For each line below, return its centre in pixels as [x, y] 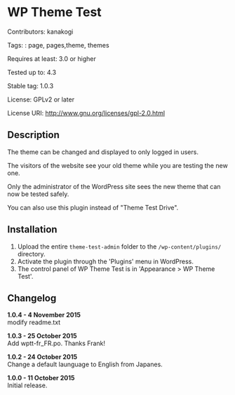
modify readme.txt [34, 322]
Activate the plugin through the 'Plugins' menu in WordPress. [106, 261]
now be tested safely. [38, 194]
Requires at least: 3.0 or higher [52, 58]
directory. [31, 254]
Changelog [32, 298]
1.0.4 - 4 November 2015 [44, 315]
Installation [32, 229]
